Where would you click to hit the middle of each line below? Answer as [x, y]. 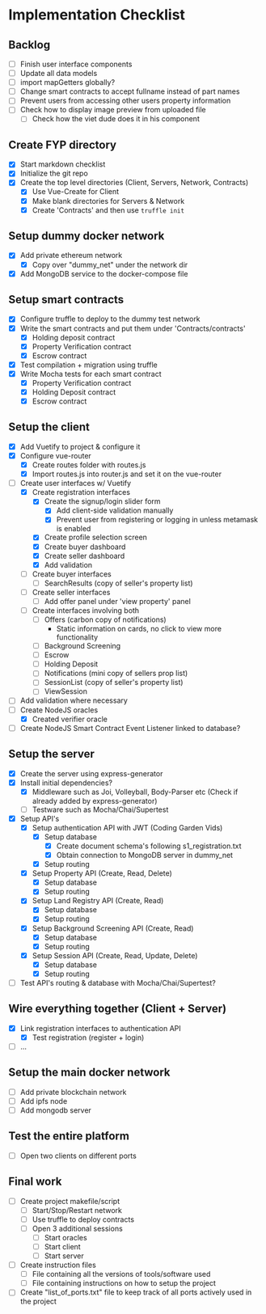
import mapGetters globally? [68, 82]
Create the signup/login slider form [102, 501]
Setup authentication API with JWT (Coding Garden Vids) [127, 827]
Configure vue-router [55, 455]
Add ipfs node [44, 1101]
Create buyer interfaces [72, 574]
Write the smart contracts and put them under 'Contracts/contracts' [133, 328]
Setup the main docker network [90, 1073]
